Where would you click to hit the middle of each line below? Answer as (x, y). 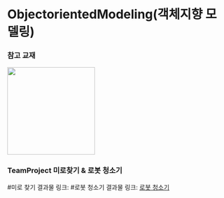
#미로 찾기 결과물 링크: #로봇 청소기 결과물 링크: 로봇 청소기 (89, 187)
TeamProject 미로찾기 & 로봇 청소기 (65, 171)
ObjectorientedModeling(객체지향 (105, 14)
